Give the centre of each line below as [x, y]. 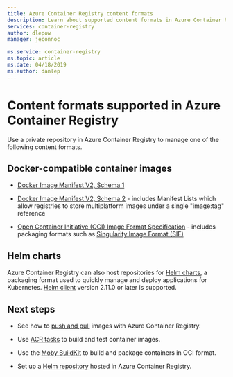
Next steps [31, 309]
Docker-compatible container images [89, 168]
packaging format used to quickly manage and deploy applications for [107, 280]
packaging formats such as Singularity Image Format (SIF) [100, 234]
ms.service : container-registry [54, 52]
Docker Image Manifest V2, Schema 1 [71, 185]
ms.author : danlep [34, 71]
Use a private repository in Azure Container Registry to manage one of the [113, 139]
